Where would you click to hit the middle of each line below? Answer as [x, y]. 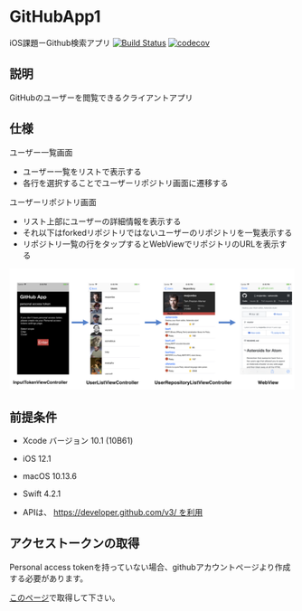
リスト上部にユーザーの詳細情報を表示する [102, 221]
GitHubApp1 [55, 17]
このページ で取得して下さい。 [65, 597]
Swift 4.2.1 [42, 493]
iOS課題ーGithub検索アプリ [60, 42]
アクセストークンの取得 [75, 544]
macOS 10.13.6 [49, 475]
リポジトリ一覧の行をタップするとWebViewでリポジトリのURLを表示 [151, 244]
